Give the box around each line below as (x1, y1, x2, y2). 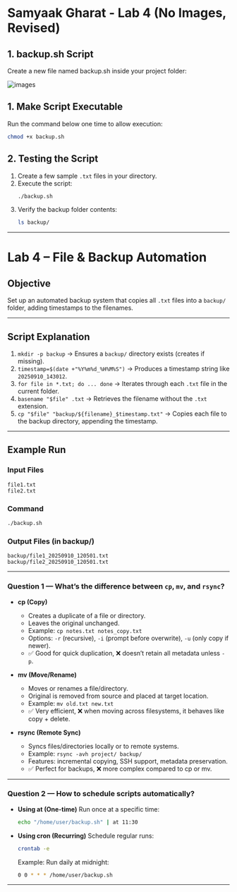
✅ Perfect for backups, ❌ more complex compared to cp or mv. (28, 764, 212, 773)
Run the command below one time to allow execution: (7, 119, 164, 128)
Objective (7, 277, 51, 289)
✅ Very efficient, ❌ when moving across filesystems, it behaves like (28, 706, 224, 715)
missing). (17, 357, 44, 366)
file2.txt (7, 487, 37, 495)
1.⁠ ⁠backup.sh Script (7, 48, 94, 60)
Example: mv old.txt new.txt (28, 699, 114, 707)
